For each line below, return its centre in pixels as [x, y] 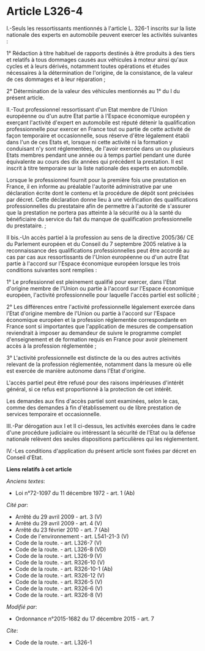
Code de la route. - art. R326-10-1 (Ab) [64, 569]
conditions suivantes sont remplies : [52, 270]
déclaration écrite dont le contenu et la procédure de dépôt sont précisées [100, 193]
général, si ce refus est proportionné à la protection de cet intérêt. [89, 389]
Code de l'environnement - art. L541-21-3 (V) [72, 536]
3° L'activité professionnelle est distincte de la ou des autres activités [94, 357]
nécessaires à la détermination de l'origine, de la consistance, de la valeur [100, 72]
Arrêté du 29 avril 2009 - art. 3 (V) [58, 517]
